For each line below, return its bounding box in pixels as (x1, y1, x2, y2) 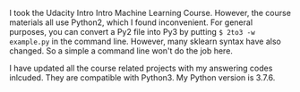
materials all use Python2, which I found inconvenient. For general (9, 17, 253, 28)
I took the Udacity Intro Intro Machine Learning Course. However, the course (9, 8, 291, 18)
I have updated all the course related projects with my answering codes (9, 63, 273, 73)
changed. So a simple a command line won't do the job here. (9, 46, 233, 56)
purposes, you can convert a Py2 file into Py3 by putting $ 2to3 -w (9, 27, 255, 37)
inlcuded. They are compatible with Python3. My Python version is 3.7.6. (9, 72, 276, 83)
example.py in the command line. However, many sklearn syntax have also (9, 36, 282, 46)
